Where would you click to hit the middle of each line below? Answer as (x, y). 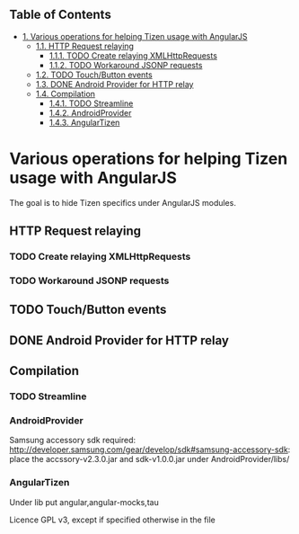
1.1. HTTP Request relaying (85, 46)
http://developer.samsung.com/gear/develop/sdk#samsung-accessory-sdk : (150, 449)
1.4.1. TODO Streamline (91, 103)
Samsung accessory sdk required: (73, 441)
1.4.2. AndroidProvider (90, 112)
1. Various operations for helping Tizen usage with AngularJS (135, 36)
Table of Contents (61, 15)
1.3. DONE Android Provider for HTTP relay (114, 84)
